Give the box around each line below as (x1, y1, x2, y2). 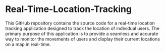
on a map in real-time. (5, 41, 51, 47)
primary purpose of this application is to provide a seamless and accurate (5, 30, 158, 36)
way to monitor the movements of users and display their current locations (5, 36, 160, 42)
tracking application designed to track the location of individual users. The (5, 25, 160, 31)
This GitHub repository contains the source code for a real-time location (5, 20, 155, 26)
